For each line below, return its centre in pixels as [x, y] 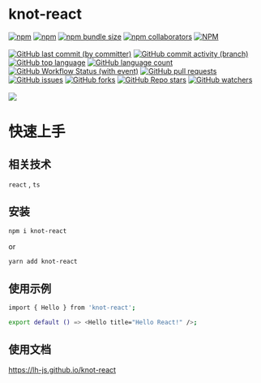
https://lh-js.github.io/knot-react [62, 369]
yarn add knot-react [43, 261]
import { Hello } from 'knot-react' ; [72, 308]
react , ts [24, 184]
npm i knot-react [38, 231]
